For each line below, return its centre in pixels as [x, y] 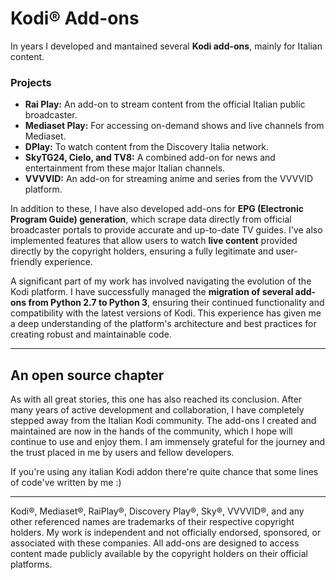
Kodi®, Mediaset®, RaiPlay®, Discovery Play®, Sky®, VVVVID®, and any [157, 511]
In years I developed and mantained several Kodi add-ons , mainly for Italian [166, 46]
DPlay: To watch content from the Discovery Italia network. [146, 147]
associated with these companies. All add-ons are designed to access [155, 543]
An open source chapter [87, 375]
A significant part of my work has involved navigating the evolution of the [161, 281]
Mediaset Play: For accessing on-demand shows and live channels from [174, 126]
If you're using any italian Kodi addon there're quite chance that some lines [164, 472]
